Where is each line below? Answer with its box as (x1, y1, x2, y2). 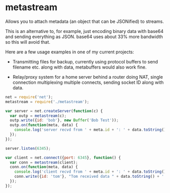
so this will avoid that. (5, 39, 51, 45)
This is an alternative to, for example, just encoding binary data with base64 (5, 28, 163, 34)
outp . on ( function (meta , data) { (10, 122, 78, 128)
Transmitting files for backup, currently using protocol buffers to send (12, 58, 158, 65)
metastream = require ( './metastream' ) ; (5, 99, 90, 104)
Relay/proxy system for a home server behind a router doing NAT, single (12, 74, 163, 80)
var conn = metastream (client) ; (10, 159, 78, 165)
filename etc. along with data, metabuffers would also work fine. (12, 64, 147, 70)
